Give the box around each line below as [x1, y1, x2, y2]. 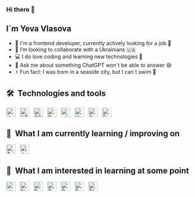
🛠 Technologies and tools [6, 89, 106, 99]
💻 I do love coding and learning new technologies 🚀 [14, 53, 143, 60]
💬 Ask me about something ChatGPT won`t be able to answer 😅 [14, 61, 172, 68]
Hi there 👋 [6, 5, 36, 14]
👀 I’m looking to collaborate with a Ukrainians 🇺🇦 [14, 46, 136, 53]
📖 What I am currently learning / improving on [6, 128, 180, 139]
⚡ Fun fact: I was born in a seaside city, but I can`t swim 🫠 [14, 68, 156, 75]
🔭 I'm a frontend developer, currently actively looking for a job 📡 [14, 39, 171, 46]
